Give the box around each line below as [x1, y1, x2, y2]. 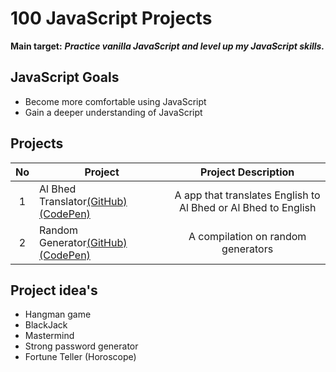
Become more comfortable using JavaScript [24, 95, 207, 107]
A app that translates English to [174, 188, 321, 202]
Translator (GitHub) [39, 194, 128, 208]
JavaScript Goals [10, 69, 120, 86]
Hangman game [24, 308, 92, 321]
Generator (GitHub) [39, 235, 128, 249]
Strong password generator [24, 340, 139, 352]
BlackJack [24, 319, 68, 331]
